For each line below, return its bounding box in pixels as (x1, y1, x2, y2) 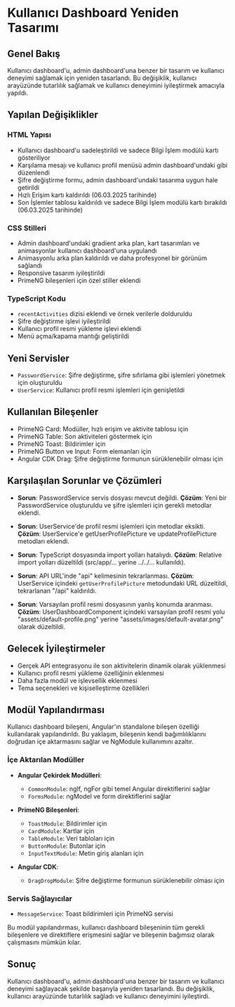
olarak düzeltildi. (17, 622, 65, 630)
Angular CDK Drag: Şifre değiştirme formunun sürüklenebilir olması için (17, 454, 223, 463)
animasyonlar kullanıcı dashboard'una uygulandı (17, 246, 157, 255)
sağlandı (17, 261, 43, 269)
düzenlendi (17, 168, 51, 177)
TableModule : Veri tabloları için (27, 834, 115, 842)
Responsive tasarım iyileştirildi (17, 269, 105, 277)
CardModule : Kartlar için (27, 826, 95, 835)
